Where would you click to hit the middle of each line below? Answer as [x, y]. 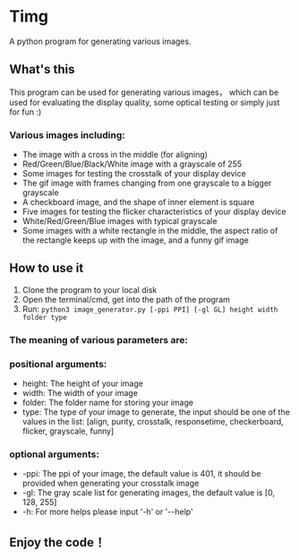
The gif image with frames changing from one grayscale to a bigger [147, 183]
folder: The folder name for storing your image [108, 403]
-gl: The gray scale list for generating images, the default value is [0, [149, 493]
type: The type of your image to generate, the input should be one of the [156, 412]
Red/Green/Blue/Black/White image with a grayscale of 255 [132, 164]
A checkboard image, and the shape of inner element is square [138, 202]
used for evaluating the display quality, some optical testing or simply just [145, 102]
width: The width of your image [80, 393]
